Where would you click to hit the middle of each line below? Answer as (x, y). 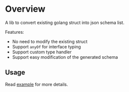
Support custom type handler (42, 52)
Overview (25, 9)
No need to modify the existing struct (50, 41)
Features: (15, 32)
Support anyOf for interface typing (46, 46)
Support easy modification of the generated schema (65, 57)
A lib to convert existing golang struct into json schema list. (65, 23)
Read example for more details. (37, 84)
